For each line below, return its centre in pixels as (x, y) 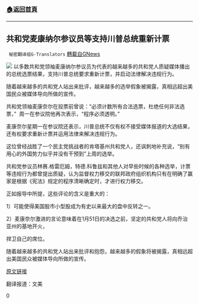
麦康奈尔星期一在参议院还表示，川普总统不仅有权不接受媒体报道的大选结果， (99, 127)
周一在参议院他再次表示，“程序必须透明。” (70, 114)
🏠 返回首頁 (22, 9)
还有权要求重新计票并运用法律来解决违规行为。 (63, 134)
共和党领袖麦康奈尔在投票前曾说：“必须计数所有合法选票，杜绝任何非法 (93, 106)
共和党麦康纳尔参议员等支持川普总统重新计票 (88, 39)
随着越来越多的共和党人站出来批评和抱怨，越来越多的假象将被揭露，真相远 (97, 251)
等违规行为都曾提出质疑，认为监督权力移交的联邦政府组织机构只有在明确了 (97, 174)
